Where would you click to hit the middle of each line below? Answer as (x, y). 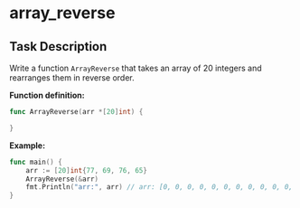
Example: (28, 145)
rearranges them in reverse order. (72, 78)
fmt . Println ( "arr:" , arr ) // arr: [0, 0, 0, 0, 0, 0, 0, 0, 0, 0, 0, (159, 187)
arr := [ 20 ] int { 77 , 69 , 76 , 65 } (86, 170)
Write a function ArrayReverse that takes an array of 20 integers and (136, 68)
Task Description (58, 47)
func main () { (36, 162)
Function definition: (47, 95)
